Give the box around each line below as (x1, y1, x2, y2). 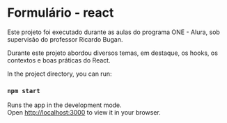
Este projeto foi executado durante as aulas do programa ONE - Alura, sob (7, 28, 221, 36)
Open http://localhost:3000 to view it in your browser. (7, 108, 162, 117)
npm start (7, 87, 40, 95)
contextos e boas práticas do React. (7, 56, 111, 64)
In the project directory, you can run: (7, 69, 112, 78)
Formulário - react (7, 5, 114, 21)
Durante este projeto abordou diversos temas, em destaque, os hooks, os (7, 49, 218, 57)
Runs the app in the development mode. (7, 101, 122, 109)
